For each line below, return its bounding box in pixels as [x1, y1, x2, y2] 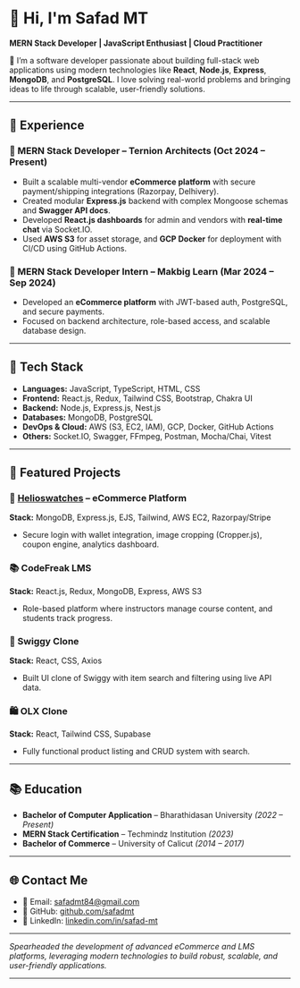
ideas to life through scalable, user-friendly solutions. [9, 83, 205, 94]
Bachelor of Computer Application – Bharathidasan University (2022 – [21, 810, 283, 821]
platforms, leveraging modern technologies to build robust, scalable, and [9, 950, 279, 961]
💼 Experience [9, 118, 85, 133]
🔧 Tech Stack [9, 360, 84, 375]
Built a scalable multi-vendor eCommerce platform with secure [21, 176, 256, 187]
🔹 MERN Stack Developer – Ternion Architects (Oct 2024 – [9, 145, 266, 158]
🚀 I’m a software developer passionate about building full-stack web [9, 55, 260, 65]
